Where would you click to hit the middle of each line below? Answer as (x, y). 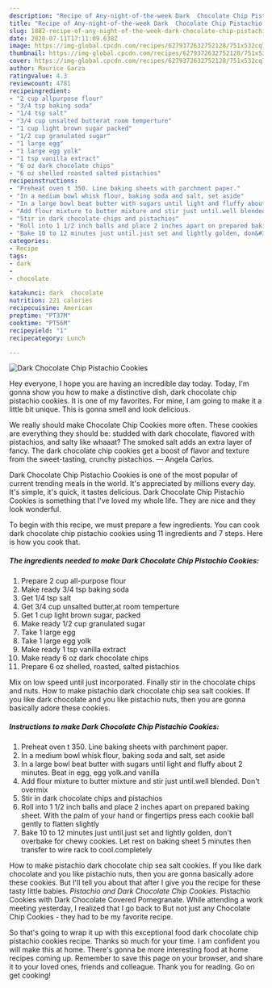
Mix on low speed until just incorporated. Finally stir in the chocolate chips (133, 682)
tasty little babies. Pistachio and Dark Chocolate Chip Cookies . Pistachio (130, 891)
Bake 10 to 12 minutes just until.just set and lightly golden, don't (126, 833)
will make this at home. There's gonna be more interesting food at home (129, 950)
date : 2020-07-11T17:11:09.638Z (63, 38)
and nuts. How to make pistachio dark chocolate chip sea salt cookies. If (130, 691)
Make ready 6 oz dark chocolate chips (84, 658)
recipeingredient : (40, 91)
